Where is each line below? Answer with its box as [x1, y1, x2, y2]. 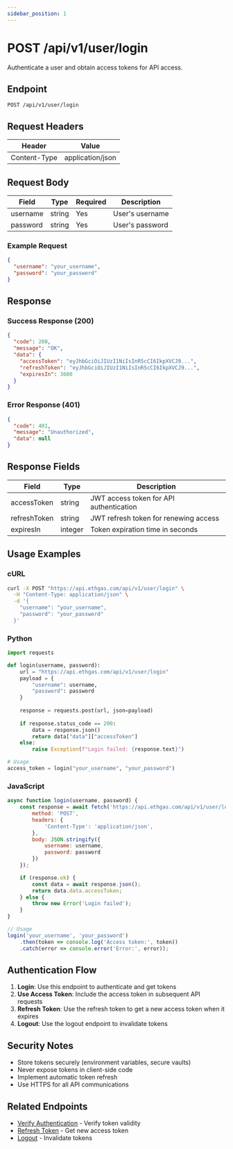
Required [76, 197, 107, 206]
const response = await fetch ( [19, 804, 110, 810]
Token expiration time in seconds [89, 524, 198, 534]
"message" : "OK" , [13, 345, 64, 352]
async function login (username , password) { [7, 797, 138, 804]
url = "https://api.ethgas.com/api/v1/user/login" [19, 668, 169, 675]
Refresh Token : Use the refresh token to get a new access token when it [17, 1005, 225, 1013]
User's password [113, 220, 169, 229]
